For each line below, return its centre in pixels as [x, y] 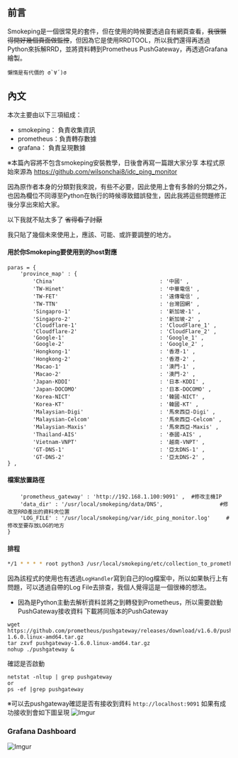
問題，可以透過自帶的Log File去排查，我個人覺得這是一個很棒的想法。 [109, 588]
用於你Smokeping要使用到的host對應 [62, 252]
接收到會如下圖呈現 [41, 713]
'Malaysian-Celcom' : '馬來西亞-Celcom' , [127, 419]
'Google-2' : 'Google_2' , [118, 344]
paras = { [22, 267]
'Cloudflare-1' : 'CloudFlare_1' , [125, 325]
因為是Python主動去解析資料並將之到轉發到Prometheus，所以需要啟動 [120, 602]
